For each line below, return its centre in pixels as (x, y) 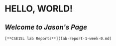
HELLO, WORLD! (39, 9)
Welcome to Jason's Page (46, 27)
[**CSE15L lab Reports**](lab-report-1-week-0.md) (58, 38)
